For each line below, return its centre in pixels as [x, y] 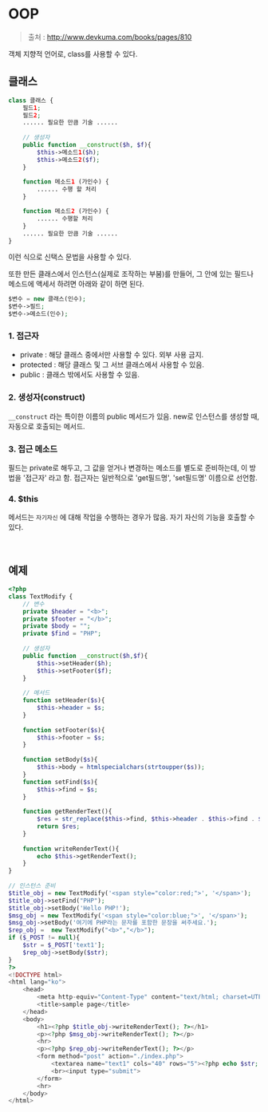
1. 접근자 [24, 336]
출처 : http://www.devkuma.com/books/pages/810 [110, 37]
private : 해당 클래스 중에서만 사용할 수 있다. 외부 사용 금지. [112, 355]
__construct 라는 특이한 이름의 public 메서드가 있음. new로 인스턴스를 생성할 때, [134, 416]
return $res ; [59, 826]
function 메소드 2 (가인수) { [66, 211]
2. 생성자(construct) [47, 397]
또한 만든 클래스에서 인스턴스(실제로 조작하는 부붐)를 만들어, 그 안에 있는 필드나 [131, 274]
